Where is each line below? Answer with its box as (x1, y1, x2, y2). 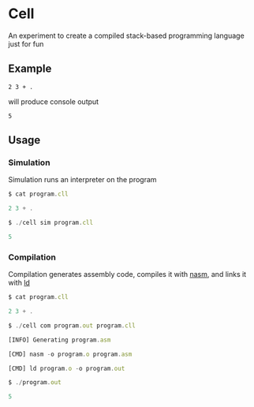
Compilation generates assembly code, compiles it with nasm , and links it (8, 270, 247, 279)
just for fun (8, 39, 44, 48)
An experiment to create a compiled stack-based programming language (8, 31, 245, 40)
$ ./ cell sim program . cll (8, 218, 93, 227)
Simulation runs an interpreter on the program (8, 175, 157, 185)
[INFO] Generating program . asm (8, 336, 111, 344)
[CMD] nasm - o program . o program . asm (8, 350, 133, 358)
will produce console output (8, 96, 99, 106)
